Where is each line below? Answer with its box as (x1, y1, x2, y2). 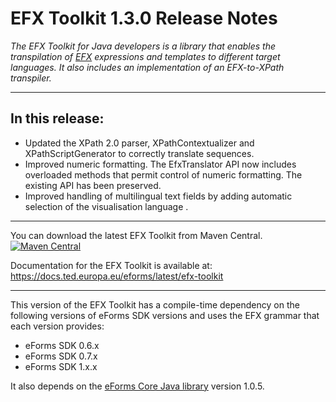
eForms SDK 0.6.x (24, 339, 100, 351)
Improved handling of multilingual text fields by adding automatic (24, 190, 293, 202)
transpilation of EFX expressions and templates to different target (10, 50, 281, 62)
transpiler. (10, 72, 52, 84)
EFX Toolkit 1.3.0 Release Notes (10, 7, 278, 30)
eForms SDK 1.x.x (24, 360, 98, 372)
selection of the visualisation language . (24, 200, 189, 212)
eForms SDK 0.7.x (24, 350, 98, 362)
